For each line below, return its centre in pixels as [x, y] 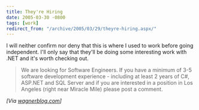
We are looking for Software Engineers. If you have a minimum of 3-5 [106, 70]
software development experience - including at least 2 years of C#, [105, 76]
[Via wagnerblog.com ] [34, 101]
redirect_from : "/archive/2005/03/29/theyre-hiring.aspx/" [82, 29]
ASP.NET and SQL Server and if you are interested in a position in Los [107, 83]
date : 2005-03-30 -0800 [36, 17]
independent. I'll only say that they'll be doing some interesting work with [97, 52]
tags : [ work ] [22, 23]
